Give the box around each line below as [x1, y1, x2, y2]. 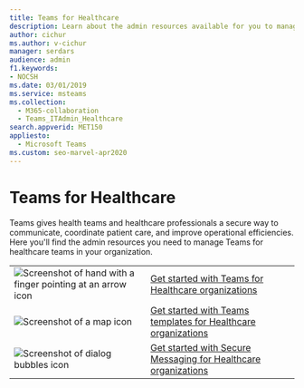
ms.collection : [9, 97, 67, 107]
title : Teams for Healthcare [9, 13, 119, 23]
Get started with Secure [150, 341, 252, 354]
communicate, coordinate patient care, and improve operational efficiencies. [9, 227, 294, 238]
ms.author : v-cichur [9, 38, 88, 48]
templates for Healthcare [150, 315, 256, 327]
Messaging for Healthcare [150, 353, 261, 365]
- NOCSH [9, 73, 39, 82]
